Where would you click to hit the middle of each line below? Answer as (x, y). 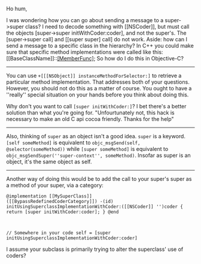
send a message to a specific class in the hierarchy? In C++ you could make (100, 45)
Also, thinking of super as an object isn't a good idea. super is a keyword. (96, 136)
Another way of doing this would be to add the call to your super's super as (99, 179)
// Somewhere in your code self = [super (59, 233)
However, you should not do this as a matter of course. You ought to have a (99, 88)
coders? (16, 256)
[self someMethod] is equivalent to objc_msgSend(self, (73, 142)
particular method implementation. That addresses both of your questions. (98, 82)
